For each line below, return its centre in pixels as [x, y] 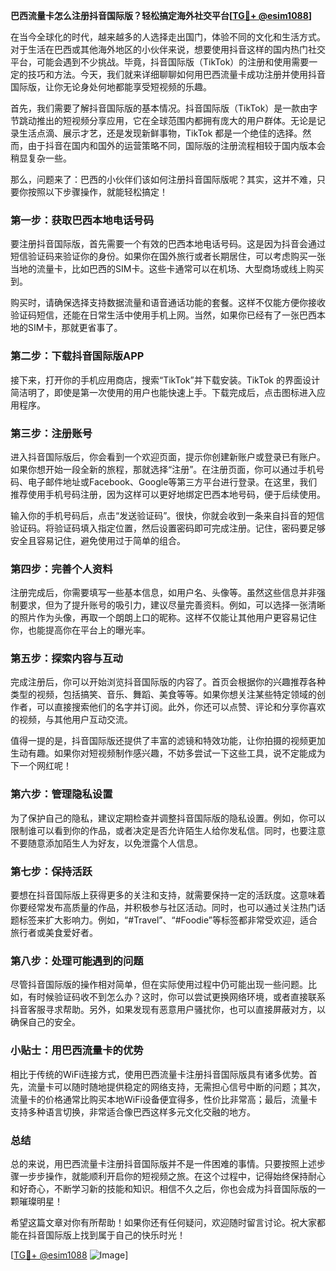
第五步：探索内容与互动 [66, 659]
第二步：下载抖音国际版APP [77, 356]
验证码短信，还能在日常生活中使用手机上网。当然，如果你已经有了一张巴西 [163, 315]
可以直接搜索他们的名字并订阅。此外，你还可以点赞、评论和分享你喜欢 [181, 707]
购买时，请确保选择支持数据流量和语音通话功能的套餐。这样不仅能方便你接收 [168, 303]
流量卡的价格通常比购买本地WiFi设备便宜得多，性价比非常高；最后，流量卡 [164, 1099]
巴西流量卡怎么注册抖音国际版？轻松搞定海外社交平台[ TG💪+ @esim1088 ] [161, 15]
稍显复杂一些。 [41, 158]
